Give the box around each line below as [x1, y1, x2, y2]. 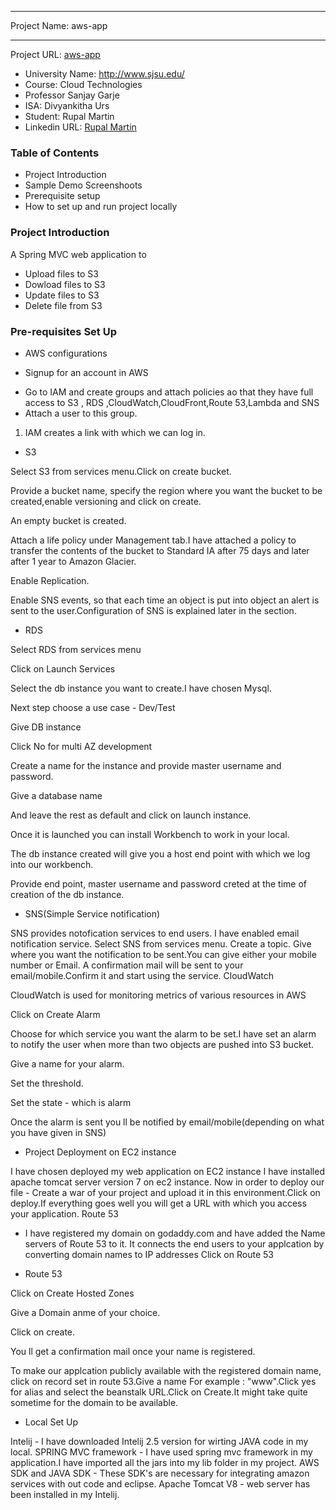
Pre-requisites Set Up [10, 324, 118, 338]
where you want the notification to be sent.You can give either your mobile [10, 948, 317, 960]
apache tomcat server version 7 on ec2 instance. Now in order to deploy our [10, 1176, 325, 1188]
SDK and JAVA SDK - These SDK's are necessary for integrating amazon [10, 1467, 310, 1479]
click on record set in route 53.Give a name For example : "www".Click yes [10, 1375, 317, 1387]
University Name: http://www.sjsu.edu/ [24, 68, 185, 80]
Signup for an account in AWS [24, 366, 149, 378]
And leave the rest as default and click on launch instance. [10, 809, 252, 821]
